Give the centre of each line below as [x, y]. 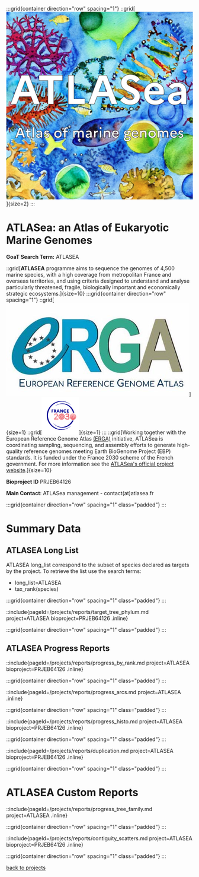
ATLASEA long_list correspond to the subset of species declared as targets [98, 565]
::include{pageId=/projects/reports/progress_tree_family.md [79, 809]
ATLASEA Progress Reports [58, 649]
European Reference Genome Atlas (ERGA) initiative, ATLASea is [85, 438]
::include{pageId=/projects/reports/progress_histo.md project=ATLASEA [94, 721]
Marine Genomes [49, 240]
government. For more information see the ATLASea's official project [90, 464]
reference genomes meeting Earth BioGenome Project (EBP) [97, 451]
